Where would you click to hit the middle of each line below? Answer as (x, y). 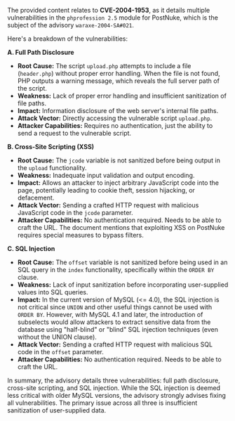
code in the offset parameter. (60, 352)
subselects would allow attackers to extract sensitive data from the (114, 322)
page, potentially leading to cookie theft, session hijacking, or (106, 190)
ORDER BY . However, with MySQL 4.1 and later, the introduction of (110, 315)
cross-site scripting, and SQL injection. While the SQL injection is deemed (114, 388)
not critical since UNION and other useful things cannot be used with (115, 307)
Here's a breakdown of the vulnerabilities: (68, 39)
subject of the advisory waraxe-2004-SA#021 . (71, 25)
